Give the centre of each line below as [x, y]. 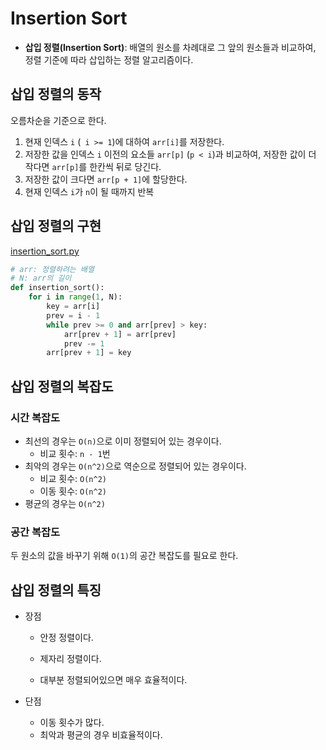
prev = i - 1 [73, 315]
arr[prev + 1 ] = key [89, 353]
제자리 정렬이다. [70, 659]
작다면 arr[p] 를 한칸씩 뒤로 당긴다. [93, 166]
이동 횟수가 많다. [72, 723]
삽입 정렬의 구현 [56, 226]
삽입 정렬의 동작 [56, 94]
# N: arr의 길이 [41, 278]
